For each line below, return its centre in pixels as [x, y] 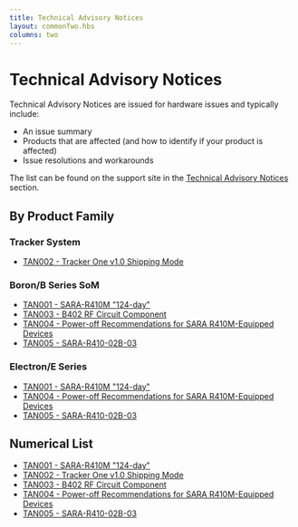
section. [24, 187]
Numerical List [51, 443]
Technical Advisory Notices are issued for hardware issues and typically [144, 104]
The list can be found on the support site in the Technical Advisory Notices [149, 178]
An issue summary [57, 131]
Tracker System [45, 242]
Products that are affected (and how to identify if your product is [143, 141]
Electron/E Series [48, 367]
